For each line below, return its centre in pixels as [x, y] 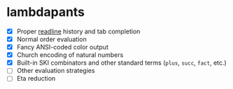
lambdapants [46, 12]
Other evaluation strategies [56, 71]
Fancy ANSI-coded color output [63, 47]
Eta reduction [36, 79]
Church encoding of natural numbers [70, 55]
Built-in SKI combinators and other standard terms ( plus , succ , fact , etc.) [121, 63]
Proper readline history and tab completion [78, 31]
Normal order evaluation [51, 39]
